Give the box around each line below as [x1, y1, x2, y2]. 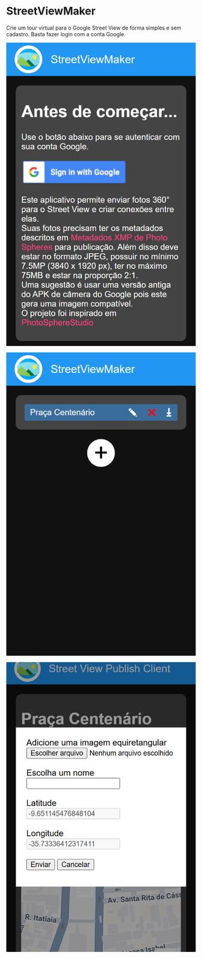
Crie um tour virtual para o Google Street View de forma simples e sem [6, 24, 182, 31]
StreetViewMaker [6, 4, 96, 18]
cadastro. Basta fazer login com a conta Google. [6, 30, 126, 37]
